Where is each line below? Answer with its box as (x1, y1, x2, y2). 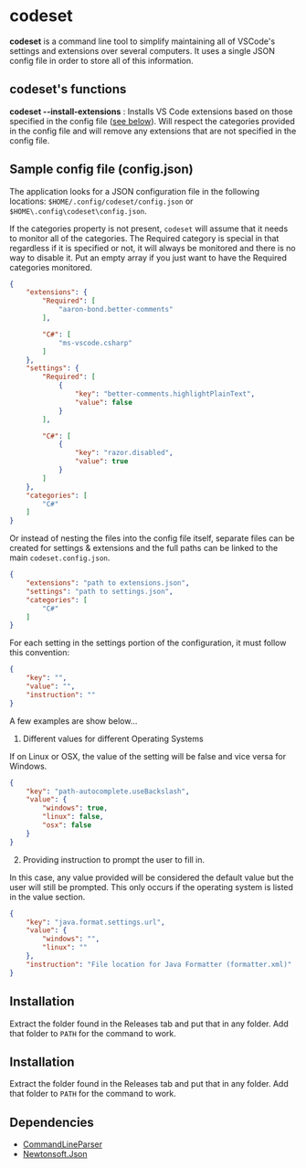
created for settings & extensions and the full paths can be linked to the (9, 543, 279, 554)
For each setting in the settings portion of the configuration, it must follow (9, 637, 287, 649)
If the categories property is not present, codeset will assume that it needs (9, 223, 289, 234)
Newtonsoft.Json (22, 1149, 88, 1160)
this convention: (9, 647, 70, 658)
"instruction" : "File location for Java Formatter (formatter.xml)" (26, 960, 292, 969)
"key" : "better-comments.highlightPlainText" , (74, 389, 256, 398)
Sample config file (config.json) (9, 162, 194, 177)
